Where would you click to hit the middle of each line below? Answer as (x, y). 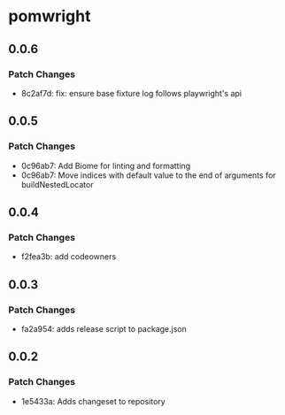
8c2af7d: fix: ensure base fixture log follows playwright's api (131, 93)
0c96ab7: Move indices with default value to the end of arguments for (148, 175)
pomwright (50, 16)
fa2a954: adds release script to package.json (104, 328)
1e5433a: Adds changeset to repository (93, 401)
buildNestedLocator (57, 184)
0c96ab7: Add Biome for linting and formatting (106, 165)
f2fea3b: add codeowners (69, 257)
